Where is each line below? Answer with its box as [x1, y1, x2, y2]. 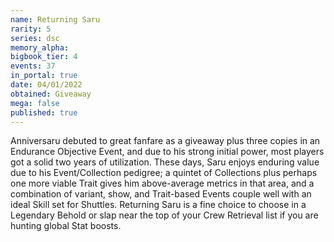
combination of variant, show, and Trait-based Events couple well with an [10, 188, 312, 200]
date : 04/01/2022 [10, 80, 83, 90]
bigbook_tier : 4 [10, 52, 78, 62]
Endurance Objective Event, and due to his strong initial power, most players [10, 146, 325, 158]
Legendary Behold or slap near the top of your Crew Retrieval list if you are [10, 209, 319, 221]
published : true [10, 107, 78, 118]
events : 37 [10, 61, 56, 71]
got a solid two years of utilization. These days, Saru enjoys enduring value [10, 156, 320, 168]
